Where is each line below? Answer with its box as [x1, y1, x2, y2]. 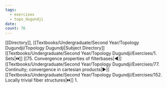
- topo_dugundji [9, 16, 43, 21]
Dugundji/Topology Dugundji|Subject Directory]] [5, 45, 105, 51]
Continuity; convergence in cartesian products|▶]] [5, 66, 109, 72]
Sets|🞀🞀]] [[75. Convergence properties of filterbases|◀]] [5, 55, 122, 61]
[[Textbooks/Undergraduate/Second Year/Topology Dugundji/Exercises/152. [5, 72, 162, 78]
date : [5, 21, 16, 26]
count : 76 [5, 26, 26, 31]
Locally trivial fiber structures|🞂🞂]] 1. [5, 77, 78, 83]
